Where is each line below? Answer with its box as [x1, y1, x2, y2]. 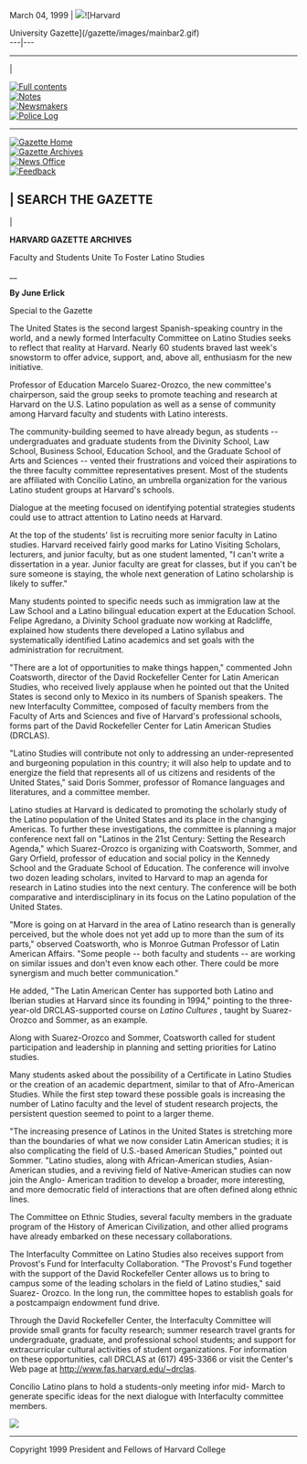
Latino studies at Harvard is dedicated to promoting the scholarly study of [9, 804, 288, 815]
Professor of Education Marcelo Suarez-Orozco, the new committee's [9, 379, 272, 390]
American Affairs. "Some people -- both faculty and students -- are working [9, 948, 296, 959]
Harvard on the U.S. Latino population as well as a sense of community [9, 398, 277, 409]
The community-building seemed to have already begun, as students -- [9, 426, 279, 437]
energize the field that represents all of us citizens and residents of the [9, 767, 276, 778]
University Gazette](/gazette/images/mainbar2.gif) [9, 27, 200, 38]
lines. [9, 1193, 30, 1204]
